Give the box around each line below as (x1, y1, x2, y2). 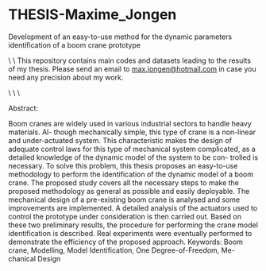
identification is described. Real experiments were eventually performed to (8, 228, 253, 238)
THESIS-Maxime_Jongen (8, 6, 177, 24)
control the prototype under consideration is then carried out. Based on (8, 211, 242, 221)
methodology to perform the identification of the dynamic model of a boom (8, 169, 254, 179)
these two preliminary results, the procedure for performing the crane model (8, 220, 258, 230)
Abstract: (8, 103, 38, 113)
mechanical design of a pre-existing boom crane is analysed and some (8, 195, 241, 204)
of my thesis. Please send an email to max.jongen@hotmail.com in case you (8, 64, 256, 73)
